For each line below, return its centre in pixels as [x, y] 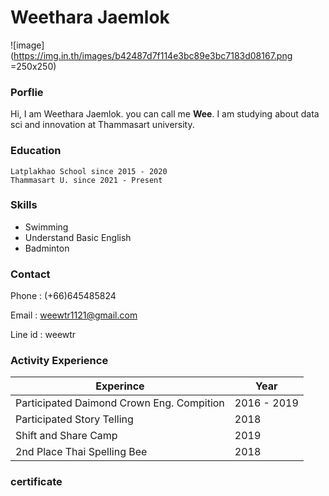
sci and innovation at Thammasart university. [102, 125]
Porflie [27, 92]
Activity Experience [59, 361]
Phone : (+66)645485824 [63, 296]
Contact [30, 274]
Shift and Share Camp [66, 436]
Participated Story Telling [74, 419]
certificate [36, 482]
